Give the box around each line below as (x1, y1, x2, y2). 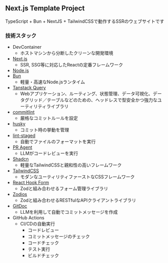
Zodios (12, 191, 27, 198)
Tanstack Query (12, 85, 46, 91)
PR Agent (12, 144, 32, 150)
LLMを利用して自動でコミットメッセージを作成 (20, 209, 118, 215)
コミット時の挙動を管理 (20, 127, 69, 133)
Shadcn (12, 156, 29, 162)
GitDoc (12, 203, 27, 209)
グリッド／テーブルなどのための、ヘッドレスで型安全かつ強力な (24, 97, 158, 103)
